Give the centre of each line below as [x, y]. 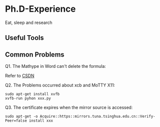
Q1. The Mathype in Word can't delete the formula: [55, 66]
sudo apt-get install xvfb [32, 94]
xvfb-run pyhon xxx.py [28, 99]
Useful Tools [25, 38]
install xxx [41, 121]
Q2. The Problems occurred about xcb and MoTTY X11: [60, 85]
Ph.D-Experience [41, 9]
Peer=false [16, 121]
